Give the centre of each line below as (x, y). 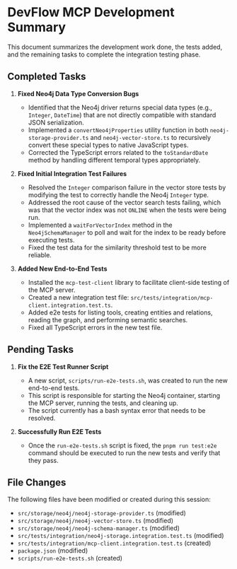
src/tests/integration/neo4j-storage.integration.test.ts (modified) (121, 536)
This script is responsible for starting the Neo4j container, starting (124, 395)
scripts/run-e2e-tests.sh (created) (70, 558)
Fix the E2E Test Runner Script (63, 366)
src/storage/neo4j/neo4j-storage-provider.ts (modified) (102, 513)
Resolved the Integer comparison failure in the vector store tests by (127, 187)
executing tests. (51, 240)
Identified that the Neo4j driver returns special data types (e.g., (120, 107)
